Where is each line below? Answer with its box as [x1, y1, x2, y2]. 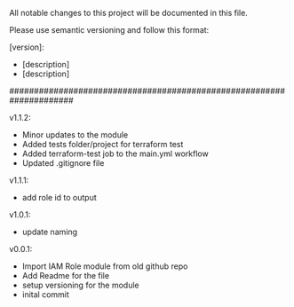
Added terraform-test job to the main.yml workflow [21, 148, 209, 159]
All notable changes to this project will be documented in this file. [9, 8, 249, 18]
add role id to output [21, 193, 98, 202]
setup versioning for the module [21, 279, 139, 290]
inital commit [21, 289, 69, 300]
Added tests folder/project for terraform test [21, 139, 184, 149]
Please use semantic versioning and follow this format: [9, 25, 210, 35]
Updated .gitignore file [21, 158, 105, 168]
